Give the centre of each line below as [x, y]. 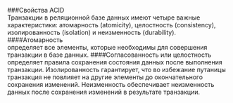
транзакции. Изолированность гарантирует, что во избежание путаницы [117, 70]
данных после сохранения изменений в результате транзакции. [104, 92]
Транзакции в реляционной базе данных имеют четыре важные [104, 18]
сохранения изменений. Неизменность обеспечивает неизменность [111, 84]
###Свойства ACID [36, 10]
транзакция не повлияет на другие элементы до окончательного [105, 77]
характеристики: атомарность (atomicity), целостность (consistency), [112, 25]
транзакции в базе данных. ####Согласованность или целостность [109, 55]
